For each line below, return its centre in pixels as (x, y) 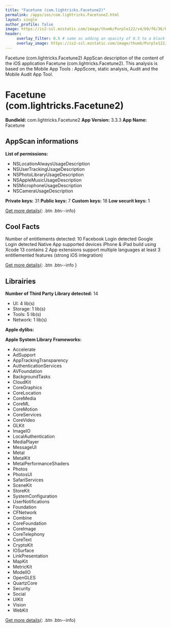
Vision (19, 605)
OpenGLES (24, 578)
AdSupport (24, 355)
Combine (22, 518)
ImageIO (21, 431)
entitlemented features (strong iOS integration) (54, 255)
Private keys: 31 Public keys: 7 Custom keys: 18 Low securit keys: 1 (78, 200)
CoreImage (24, 529)
